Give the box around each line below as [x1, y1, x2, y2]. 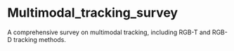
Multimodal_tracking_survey [7, 5, 178, 21]
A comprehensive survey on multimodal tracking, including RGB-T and [7, 28, 211, 36]
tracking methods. [13, 35, 67, 43]
